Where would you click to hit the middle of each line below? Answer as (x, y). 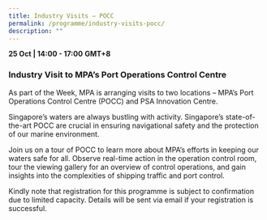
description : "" (36, 31)
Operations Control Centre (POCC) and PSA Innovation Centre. (113, 101)
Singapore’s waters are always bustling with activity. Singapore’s (116, 116)
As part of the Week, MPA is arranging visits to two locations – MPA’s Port (131, 92)
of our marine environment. (54, 133)
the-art (20, 125)
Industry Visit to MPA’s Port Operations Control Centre (118, 75)
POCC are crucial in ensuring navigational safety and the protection (146, 125)
